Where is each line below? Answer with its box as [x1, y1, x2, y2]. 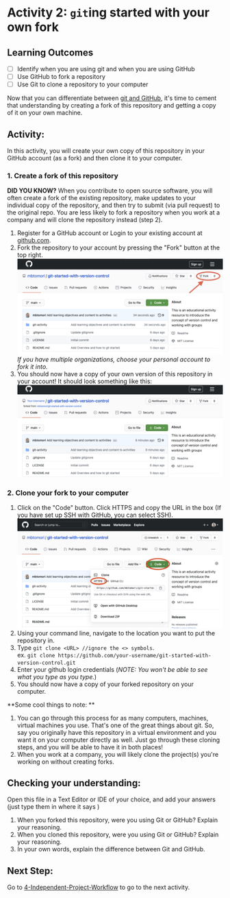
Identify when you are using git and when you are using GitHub [16, 65, 195, 73]
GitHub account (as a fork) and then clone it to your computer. [7, 154, 183, 162]
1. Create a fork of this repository [7, 171, 118, 180]
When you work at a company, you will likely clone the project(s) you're [16, 750, 219, 758]
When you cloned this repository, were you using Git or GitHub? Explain [16, 831, 219, 839]
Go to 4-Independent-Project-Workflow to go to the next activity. [7, 883, 190, 892]
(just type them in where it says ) [7, 803, 100, 811]
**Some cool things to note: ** [7, 701, 95, 709]
